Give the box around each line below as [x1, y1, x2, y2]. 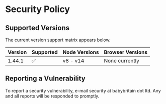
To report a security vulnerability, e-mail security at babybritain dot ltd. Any [5, 87, 161, 93]
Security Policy [5, 4, 70, 15]
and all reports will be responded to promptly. [5, 93, 100, 99]
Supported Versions [5, 24, 69, 32]
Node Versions [62, 49, 99, 56]
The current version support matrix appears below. [5, 37, 111, 43]
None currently [104, 57, 139, 64]
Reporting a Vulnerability [5, 74, 86, 83]
